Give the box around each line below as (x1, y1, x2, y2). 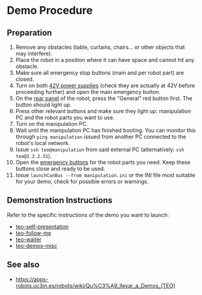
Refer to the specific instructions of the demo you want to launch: (7, 211, 170, 219)
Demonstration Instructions (7, 195, 113, 205)
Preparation (7, 28, 52, 38)
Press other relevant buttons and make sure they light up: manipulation (15, 108, 191, 114)
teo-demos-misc (15, 242, 58, 249)
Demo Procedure (7, 4, 93, 17)
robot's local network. (15, 140, 70, 146)
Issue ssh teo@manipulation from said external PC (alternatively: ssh (15, 146, 185, 153)
